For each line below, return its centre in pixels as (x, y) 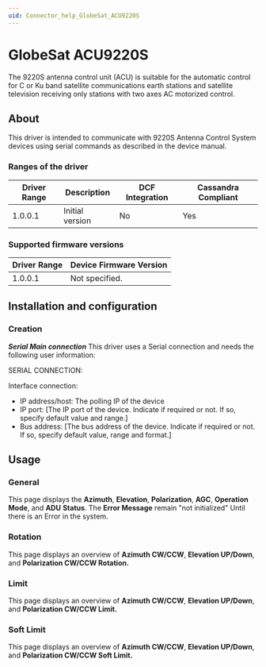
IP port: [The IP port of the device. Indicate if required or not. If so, (127, 409)
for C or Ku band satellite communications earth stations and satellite (121, 85)
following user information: (52, 355)
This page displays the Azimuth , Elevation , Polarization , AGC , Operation (128, 499)
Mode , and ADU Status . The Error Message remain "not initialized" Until (127, 508)
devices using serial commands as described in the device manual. (118, 146)
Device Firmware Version (119, 264)
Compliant (218, 197)
